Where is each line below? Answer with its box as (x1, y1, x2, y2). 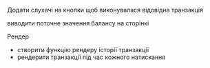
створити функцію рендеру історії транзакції (17, 46, 149, 54)
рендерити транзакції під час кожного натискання (17, 53, 166, 61)
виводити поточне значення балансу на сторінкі (7, 19, 149, 27)
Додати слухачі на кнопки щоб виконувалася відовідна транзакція (7, 6, 203, 14)
